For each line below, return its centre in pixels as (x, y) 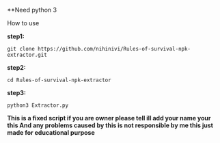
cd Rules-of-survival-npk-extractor (59, 80)
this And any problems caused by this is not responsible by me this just (110, 125)
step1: (16, 36)
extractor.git (27, 55)
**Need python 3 (32, 10)
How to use (23, 23)
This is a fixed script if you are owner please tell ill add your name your (109, 118)
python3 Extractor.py (38, 105)
